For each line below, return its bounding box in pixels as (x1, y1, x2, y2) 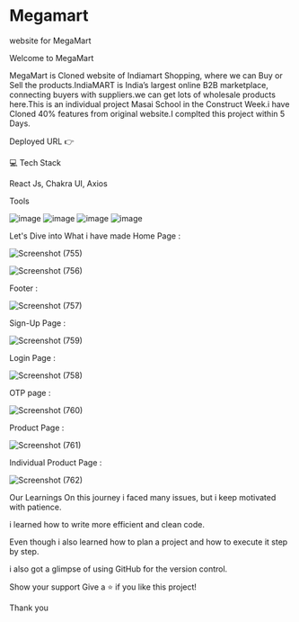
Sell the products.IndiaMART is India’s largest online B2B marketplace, (9, 79, 269, 90)
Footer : (9, 283, 39, 293)
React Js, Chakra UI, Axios (9, 177, 108, 189)
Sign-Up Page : (9, 317, 66, 329)
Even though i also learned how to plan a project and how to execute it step (9, 536, 288, 547)
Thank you (9, 602, 49, 613)
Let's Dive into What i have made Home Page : (9, 230, 181, 241)
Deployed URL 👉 (9, 136, 75, 147)
